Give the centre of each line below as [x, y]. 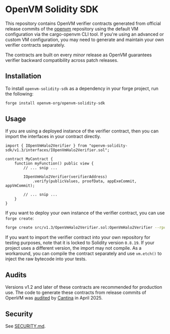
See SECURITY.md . [26, 326]
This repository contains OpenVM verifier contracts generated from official [83, 23]
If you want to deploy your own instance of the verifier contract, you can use [85, 213]
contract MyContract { [29, 159]
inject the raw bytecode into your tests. [46, 259]
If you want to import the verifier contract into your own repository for [78, 238]
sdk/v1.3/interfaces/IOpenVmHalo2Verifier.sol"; [57, 150]
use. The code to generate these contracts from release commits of [76, 292]
